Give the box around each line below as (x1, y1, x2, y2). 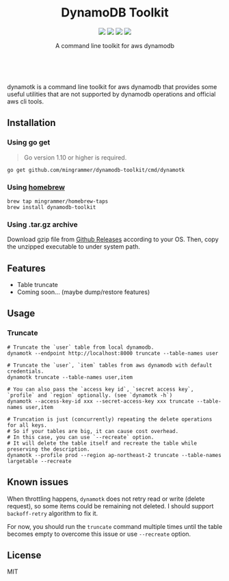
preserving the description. (7, 445, 90, 453)
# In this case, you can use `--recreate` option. (7, 434, 154, 441)
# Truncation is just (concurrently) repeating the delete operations (7, 416, 213, 423)
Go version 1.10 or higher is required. (23, 153, 127, 162)
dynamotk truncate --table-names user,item (7, 373, 133, 381)
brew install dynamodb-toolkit (7, 203, 96, 210)
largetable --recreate (7, 458, 72, 465)
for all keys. (7, 421, 48, 429)
